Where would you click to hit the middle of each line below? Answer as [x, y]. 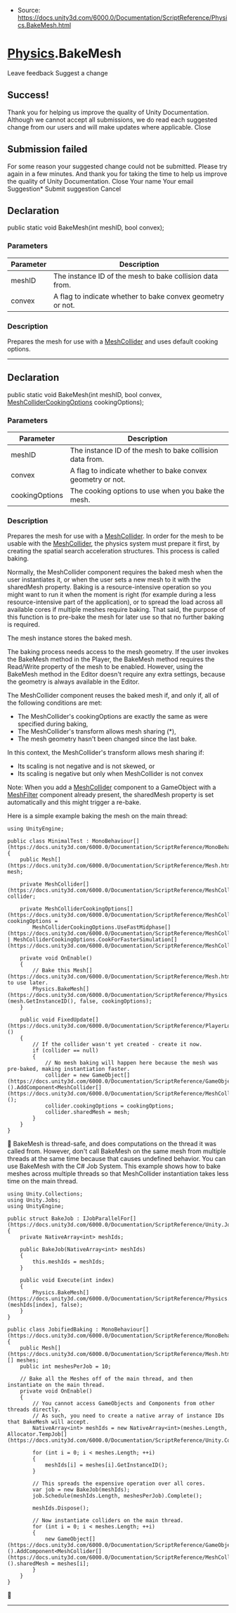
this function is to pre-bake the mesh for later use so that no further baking [116, 617]
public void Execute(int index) [67, 1281]
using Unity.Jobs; [34, 1200]
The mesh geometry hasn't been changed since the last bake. [107, 739]
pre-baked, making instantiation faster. [69, 1069]
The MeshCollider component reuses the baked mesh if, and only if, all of [113, 696]
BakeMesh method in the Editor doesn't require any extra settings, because [117, 674]
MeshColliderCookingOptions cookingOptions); [76, 402]
